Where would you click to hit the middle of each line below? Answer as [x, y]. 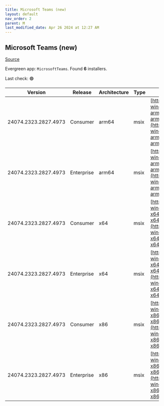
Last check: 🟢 [20, 78]
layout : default [21, 14]
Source [12, 59]
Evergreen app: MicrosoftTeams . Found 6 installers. [56, 68]
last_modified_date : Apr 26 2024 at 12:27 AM [52, 28]
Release [82, 92]
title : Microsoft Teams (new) [36, 10]
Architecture [114, 92]
